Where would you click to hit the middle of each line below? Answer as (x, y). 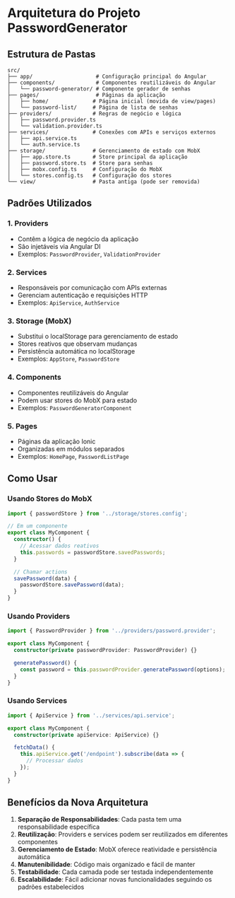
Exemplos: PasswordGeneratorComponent (74, 407)
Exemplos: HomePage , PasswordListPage (73, 456)
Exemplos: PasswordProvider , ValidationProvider (89, 254)
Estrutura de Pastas (52, 54)
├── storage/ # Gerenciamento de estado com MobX (104, 151)
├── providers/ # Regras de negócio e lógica (94, 114)
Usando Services (37, 701)
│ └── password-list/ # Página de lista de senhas (93, 107)
